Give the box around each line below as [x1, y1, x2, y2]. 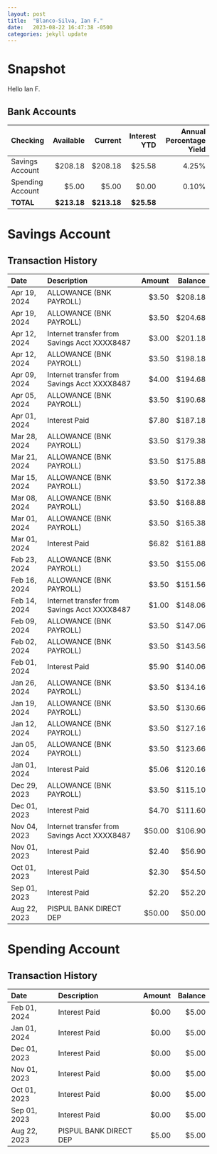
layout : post [7, 10, 46, 18]
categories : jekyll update [7, 30, 88, 38]
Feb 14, [11, 596, 37, 606]
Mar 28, [11, 431, 38, 441]
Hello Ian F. [7, 85, 41, 94]
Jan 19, [11, 698, 37, 708]
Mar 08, [11, 493, 38, 503]
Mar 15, [11, 473, 38, 482]
